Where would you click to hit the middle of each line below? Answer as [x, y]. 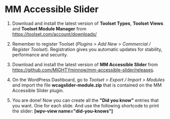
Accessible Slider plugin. [38, 90]
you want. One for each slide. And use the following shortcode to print [86, 105]
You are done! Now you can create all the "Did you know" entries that [85, 100]
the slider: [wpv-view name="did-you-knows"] [62, 111]
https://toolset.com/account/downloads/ [54, 34]
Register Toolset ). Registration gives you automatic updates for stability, [87, 49]
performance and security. [40, 55]
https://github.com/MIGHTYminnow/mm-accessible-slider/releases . [83, 70]
